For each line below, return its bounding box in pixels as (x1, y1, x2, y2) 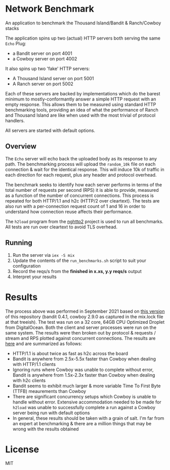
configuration (12, 262, 41, 269)
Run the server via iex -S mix (12, 252, 75, 258)
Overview (5, 142, 37, 151)
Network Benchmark (5, 3, 95, 15)
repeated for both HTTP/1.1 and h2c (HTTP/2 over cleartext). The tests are (5, 197, 160, 204)
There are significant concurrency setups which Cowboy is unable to (12, 393, 157, 399)
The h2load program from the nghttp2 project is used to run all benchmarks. (5, 218, 163, 224)
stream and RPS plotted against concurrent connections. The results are (5, 335, 156, 341)
